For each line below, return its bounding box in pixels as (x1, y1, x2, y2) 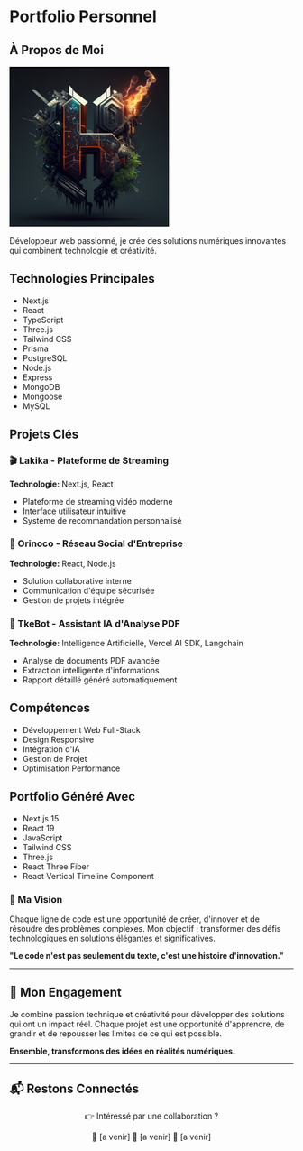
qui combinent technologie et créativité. (9, 246, 158, 255)
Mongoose (22, 391, 63, 402)
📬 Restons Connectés (9, 1081, 140, 1097)
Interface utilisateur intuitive (22, 506, 126, 516)
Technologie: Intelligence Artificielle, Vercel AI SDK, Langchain (9, 638, 243, 649)
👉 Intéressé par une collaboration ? (84, 1110, 219, 1121)
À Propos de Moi (9, 42, 104, 58)
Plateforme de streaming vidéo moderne (22, 496, 173, 506)
